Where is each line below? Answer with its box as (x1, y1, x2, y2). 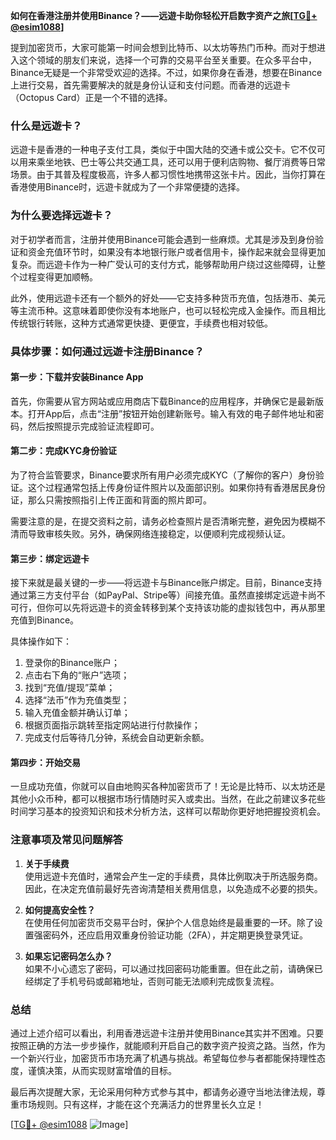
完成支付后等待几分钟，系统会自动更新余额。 (24, 732, 210, 744)
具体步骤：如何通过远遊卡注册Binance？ (10, 344, 205, 358)
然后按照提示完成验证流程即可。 (27, 420, 160, 432)
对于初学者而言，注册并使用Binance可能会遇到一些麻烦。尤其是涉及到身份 (10, 233, 316, 245)
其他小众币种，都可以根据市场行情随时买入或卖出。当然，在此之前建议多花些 (10, 793, 326, 805)
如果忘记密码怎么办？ (24, 950, 113, 962)
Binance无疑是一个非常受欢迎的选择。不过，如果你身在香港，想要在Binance (10, 67, 323, 78)
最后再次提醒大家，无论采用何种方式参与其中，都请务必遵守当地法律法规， (10, 1085, 317, 1098)
